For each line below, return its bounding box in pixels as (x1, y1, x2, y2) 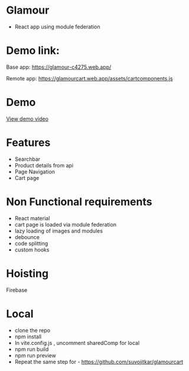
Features (6, 136, 51, 149)
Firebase (6, 286, 28, 293)
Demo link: (6, 44, 60, 57)
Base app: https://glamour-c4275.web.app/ (6, 63, 112, 70)
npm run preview (14, 351, 56, 359)
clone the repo (14, 327, 51, 334)
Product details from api (14, 162, 74, 169)
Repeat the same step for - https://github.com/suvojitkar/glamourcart (14, 358, 184, 365)
